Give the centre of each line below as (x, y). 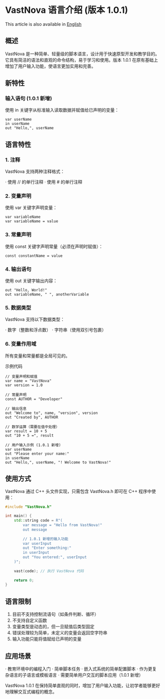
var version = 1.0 (24, 385)
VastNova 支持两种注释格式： (35, 171)
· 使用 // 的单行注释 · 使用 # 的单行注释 (44, 182)
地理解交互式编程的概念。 (31, 692)
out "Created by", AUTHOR (32, 417)
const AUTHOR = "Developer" (34, 399)
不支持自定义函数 (30, 620)
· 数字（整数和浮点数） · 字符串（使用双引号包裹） (56, 330)
